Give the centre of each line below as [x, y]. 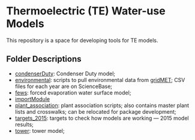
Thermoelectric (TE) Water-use [86, 11]
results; [24, 124]
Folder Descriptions [44, 59]
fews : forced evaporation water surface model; [73, 92]
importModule [32, 99]
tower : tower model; [40, 130]
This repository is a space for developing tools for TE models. [82, 40]
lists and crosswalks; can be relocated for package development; [95, 111]
